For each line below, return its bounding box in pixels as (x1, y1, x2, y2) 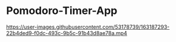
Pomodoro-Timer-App (6, 4, 118, 17)
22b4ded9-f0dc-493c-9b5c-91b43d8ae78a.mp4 (6, 29, 128, 36)
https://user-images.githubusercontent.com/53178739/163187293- (6, 23, 170, 30)
